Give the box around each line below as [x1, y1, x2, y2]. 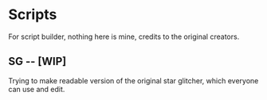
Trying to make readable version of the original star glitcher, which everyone [8, 75, 259, 85]
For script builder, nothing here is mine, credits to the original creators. [8, 32, 240, 41]
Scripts [8, 6, 57, 24]
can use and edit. [8, 84, 65, 94]
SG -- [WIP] [8, 55, 67, 68]
